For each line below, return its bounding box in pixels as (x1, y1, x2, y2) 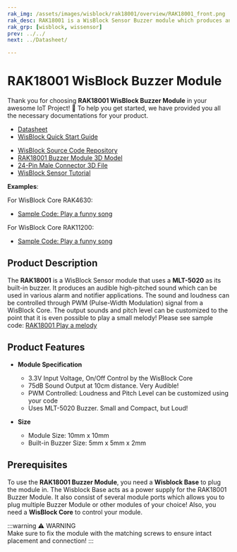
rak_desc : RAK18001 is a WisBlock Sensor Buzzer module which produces (7, 17, 222, 24)
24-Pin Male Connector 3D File (17, 161, 108, 170)
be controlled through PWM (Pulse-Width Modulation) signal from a (7, 298, 203, 307)
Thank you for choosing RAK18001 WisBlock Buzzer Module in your (7, 97, 207, 105)
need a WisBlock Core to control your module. (7, 508, 143, 516)
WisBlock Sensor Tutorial (17, 168, 91, 177)
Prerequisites (7, 459, 68, 471)
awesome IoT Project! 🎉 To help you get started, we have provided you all (7, 104, 221, 113)
